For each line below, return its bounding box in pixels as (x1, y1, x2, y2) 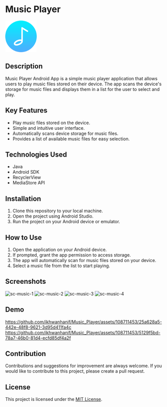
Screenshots (5, 277, 46, 286)
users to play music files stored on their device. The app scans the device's (5, 81, 162, 87)
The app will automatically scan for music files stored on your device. (12, 258, 157, 263)
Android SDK (12, 169, 40, 175)
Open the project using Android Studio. (12, 213, 94, 219)
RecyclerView (12, 174, 41, 180)
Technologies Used (5, 150, 67, 159)
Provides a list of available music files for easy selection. (12, 135, 130, 142)
